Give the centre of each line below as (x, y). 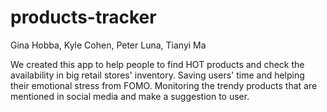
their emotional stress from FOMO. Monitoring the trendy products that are (164, 85)
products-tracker (83, 17)
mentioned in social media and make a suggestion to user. (130, 96)
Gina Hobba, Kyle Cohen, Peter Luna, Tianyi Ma (108, 45)
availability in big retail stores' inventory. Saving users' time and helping (157, 75)
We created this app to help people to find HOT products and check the (157, 64)
